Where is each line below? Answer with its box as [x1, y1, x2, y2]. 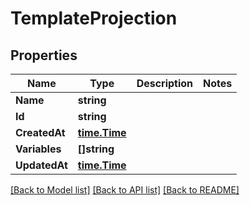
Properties [10, 47, 78, 64]
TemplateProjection [10, 7, 178, 30]
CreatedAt [15, 126, 66, 139]
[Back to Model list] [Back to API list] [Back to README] [10, 184, 240, 196]
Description [136, 77, 194, 90]
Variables [15, 142, 62, 156]
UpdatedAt [15, 158, 68, 172]
